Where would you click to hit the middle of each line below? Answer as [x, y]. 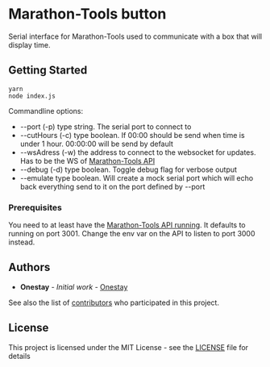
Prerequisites [35, 207]
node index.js [32, 96]
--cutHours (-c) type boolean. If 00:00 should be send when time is [132, 135]
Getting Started [48, 71]
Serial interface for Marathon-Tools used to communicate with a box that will [135, 36]
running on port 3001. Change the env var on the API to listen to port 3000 [132, 234]
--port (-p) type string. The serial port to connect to [106, 127]
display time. [29, 44]
